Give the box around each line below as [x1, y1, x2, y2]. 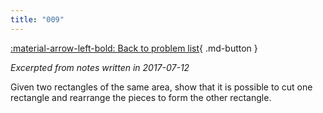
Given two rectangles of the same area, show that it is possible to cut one [10, 81, 313, 93]
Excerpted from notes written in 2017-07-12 [10, 61, 190, 73]
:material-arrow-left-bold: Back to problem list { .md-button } [10, 42, 258, 54]
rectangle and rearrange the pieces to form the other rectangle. [10, 91, 272, 103]
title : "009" [10, 14, 65, 25]
